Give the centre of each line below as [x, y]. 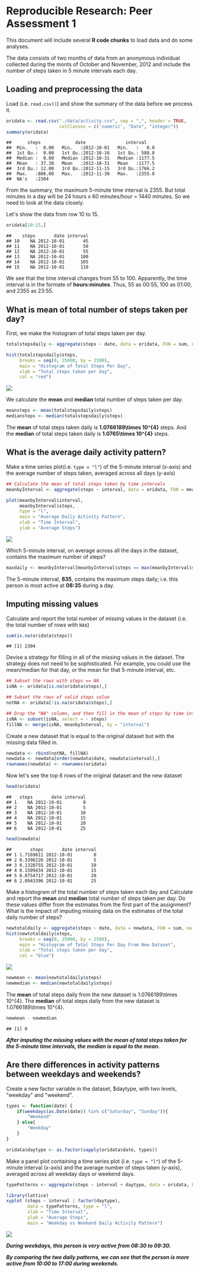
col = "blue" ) [37, 956]
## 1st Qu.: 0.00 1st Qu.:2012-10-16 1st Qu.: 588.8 [81, 153]
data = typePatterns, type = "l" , [70, 1206]
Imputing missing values [52, 604]
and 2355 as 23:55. [30, 291]
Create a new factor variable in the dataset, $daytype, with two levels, [92, 1089]
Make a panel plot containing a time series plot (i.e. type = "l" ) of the [91, 1161]
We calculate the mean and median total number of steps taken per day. [95, 399]
